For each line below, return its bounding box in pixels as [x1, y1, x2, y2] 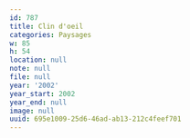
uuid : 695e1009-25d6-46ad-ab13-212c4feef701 [9, 114, 182, 123]
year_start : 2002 [9, 89, 76, 98]
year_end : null [9, 97, 68, 107]
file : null [9, 73, 51, 82]
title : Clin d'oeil [9, 22, 84, 31]
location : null [9, 55, 68, 64]
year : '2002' [9, 81, 59, 90]
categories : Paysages [9, 30, 92, 39]
